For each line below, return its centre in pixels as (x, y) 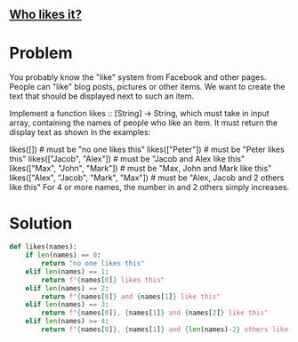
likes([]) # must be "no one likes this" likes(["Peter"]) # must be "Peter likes (147, 149)
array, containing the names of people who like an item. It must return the (144, 123)
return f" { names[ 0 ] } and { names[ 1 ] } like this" (131, 297)
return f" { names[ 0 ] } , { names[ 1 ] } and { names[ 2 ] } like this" (155, 313)
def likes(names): (43, 247)
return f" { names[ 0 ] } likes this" (103, 280)
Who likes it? (46, 15)
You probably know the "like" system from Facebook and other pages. (138, 77)
